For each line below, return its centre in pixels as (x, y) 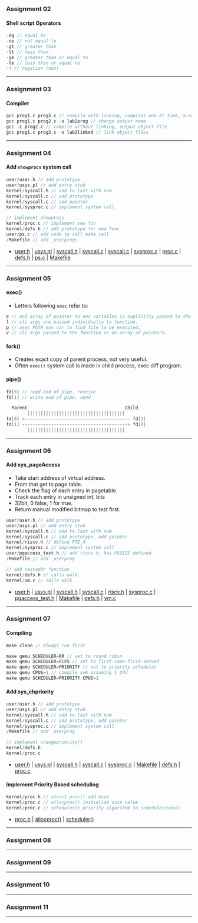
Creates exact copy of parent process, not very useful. (81, 359)
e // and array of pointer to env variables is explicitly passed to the (99, 316)
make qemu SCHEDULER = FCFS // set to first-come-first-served (83, 661)
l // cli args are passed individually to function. (72, 322)
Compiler (18, 103)
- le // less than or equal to (43, 63)
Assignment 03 (29, 89)
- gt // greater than (32, 46)
